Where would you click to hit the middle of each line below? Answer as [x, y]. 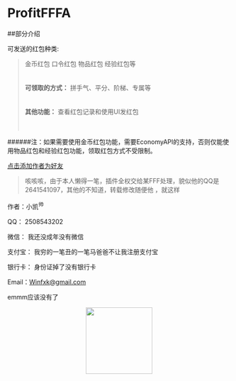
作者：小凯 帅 [26, 206]
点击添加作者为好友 [35, 165]
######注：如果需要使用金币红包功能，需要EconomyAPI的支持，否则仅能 [115, 142]
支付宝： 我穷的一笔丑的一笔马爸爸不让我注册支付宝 [83, 252]
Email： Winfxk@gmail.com [47, 282]
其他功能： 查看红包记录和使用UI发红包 [82, 111]
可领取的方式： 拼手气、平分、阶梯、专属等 [88, 87]
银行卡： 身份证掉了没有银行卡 [52, 267]
